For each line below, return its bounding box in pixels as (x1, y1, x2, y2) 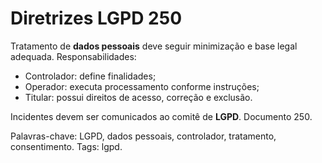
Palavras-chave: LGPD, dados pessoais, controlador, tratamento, (10, 130, 277, 142)
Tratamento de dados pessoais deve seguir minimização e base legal (10, 40, 298, 52)
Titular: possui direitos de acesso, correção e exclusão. (24, 91, 253, 103)
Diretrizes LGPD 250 (10, 7, 183, 30)
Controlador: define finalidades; (24, 70, 157, 82)
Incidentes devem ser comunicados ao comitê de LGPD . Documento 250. (10, 110, 313, 122)
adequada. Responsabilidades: (10, 50, 137, 62)
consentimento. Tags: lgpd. (10, 140, 123, 152)
